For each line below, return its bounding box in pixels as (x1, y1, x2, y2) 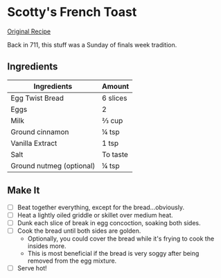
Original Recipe (7, 27, 51, 35)
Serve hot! (17, 263, 47, 272)
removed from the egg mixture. (27, 256, 117, 265)
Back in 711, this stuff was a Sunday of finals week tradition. (7, 40, 177, 49)
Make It (7, 185, 40, 197)
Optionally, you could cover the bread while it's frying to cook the (27, 234, 215, 243)
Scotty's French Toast (7, 4, 137, 20)
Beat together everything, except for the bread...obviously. (17, 203, 185, 211)
